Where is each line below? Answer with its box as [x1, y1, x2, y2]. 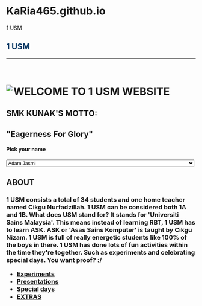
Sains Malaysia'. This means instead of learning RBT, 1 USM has [6, 218, 195, 227]
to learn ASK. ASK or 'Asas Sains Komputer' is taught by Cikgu [6, 226, 192, 234]
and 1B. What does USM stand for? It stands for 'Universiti [6, 211, 179, 219]
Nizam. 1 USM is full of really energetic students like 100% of [6, 234, 188, 242]
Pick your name [6, 146, 46, 153]
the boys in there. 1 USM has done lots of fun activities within [6, 241, 188, 249]
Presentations [16, 277, 59, 285]
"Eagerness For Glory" [6, 129, 93, 139]
